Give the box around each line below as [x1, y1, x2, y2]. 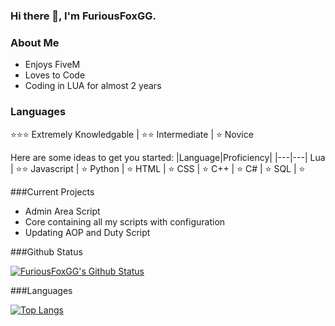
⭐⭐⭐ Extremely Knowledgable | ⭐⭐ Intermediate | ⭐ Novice [10, 128, 254, 140]
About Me [10, 35, 60, 49]
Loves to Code [24, 69, 86, 81]
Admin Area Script [24, 205, 101, 217]
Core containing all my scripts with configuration [24, 215, 226, 228]
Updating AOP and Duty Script [24, 226, 151, 238]
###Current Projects [10, 185, 95, 198]
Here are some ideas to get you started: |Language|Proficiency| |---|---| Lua [10, 151, 326, 163]
